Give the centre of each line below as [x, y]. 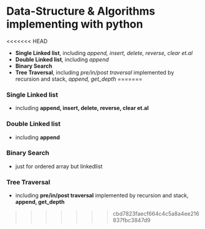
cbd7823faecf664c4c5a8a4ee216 [156, 214]
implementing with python [75, 24]
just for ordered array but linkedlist [59, 166]
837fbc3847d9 [132, 220]
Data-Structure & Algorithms [81, 11]
